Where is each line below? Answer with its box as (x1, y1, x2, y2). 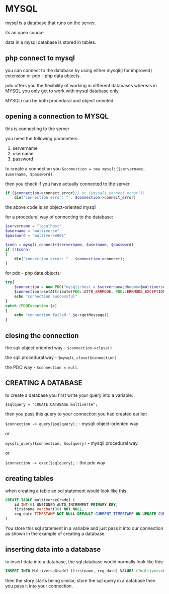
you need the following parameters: (5, 135, 79, 141)
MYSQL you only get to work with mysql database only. (5, 88, 120, 94)
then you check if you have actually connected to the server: (5, 181, 131, 187)
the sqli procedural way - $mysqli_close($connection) (5, 354, 117, 361)
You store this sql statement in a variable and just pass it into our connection (5, 525, 163, 531)
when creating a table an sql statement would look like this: (5, 488, 128, 494)
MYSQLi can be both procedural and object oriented (5, 97, 114, 103)
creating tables (5, 474, 54, 483)
